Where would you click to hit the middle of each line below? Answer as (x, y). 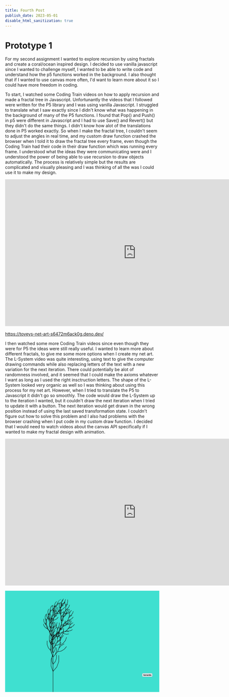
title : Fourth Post (25, 10)
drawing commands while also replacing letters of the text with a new (75, 364)
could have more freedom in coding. (42, 85)
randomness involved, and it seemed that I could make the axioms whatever (82, 375)
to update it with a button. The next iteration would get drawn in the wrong (80, 406)
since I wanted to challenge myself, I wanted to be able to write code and (79, 70)
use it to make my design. (31, 173)
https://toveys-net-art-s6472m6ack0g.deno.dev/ (55, 334)
